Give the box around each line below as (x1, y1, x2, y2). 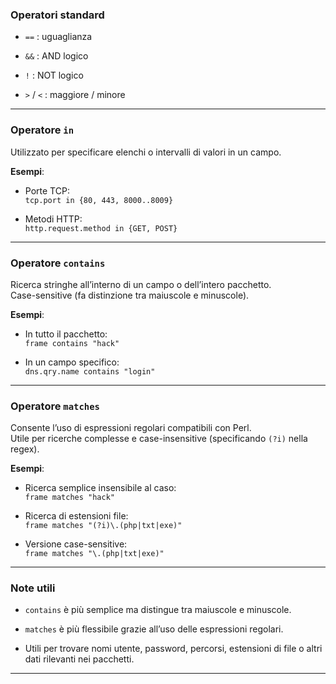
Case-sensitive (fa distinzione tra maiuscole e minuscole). (10, 289, 250, 301)
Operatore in (10, 123, 75, 137)
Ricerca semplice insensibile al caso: (24, 482, 177, 494)
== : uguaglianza (24, 31, 93, 43)
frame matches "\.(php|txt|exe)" (24, 549, 165, 559)
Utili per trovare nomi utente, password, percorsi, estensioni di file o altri (24, 643, 323, 655)
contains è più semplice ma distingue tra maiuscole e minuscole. (24, 604, 292, 616)
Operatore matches (10, 399, 100, 413)
